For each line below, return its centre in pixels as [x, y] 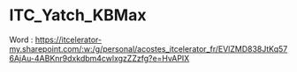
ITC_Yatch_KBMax [78, 15]
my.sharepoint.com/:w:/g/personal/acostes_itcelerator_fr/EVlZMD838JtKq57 [148, 48]
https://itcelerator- [69, 40]
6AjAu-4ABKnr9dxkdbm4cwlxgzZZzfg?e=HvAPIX [99, 58]
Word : [21, 40]
